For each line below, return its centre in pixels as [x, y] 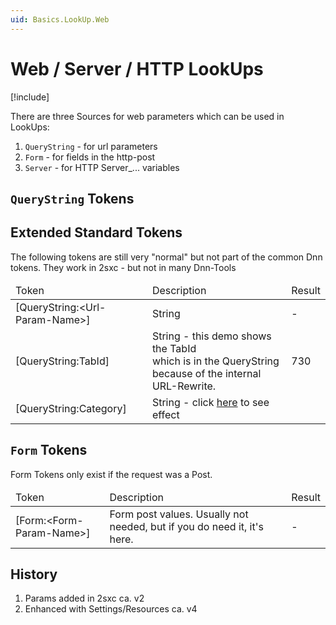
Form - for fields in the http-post [90, 157]
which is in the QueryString [215, 361]
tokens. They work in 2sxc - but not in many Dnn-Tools [123, 267]
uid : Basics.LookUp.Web [60, 19]
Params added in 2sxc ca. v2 [84, 598]
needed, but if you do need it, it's [186, 526]
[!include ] [30, 97]
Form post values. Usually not [179, 514]
